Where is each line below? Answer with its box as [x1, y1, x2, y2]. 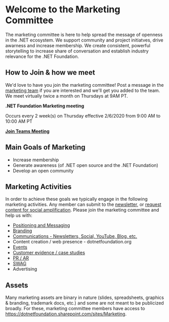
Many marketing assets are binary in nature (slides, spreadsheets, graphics [5, 294, 164, 301]
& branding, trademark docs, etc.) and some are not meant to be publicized [5, 300, 164, 306]
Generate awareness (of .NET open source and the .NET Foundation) [12, 162, 159, 168]
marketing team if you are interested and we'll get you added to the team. [5, 87, 160, 93]
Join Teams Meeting [5, 128, 50, 134]
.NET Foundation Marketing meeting [5, 103, 84, 109]
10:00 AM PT [5, 118, 33, 124]
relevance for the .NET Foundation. [5, 53, 79, 60]
